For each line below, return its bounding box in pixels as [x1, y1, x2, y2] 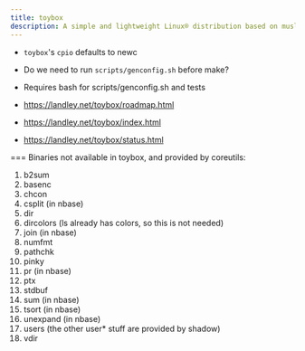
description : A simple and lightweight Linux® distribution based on [10, 22, 279, 31]
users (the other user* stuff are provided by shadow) [23, 323, 221, 334]
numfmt [23, 236, 53, 247]
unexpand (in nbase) [23, 313, 101, 324]
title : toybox [10, 13, 64, 23]
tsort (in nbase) [23, 304, 81, 315]
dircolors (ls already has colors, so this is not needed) [23, 217, 224, 228]
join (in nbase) [23, 227, 78, 238]
